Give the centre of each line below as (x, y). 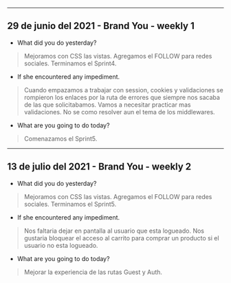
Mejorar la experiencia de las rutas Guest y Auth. (93, 272)
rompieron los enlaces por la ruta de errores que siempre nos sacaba (122, 97)
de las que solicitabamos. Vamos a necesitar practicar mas (107, 105)
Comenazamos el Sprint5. (60, 138)
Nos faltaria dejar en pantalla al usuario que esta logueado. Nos (114, 231)
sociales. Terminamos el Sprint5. (70, 204)
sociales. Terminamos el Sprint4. (70, 63)
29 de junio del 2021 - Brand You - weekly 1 (101, 26)
